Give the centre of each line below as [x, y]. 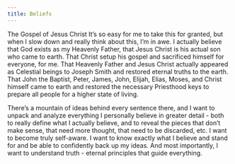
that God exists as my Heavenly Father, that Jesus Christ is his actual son [114, 49]
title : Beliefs [30, 14]
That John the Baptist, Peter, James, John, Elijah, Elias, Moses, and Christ [115, 79]
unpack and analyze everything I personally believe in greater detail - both [116, 115]
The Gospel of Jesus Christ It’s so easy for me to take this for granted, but [115, 34]
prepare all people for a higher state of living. [73, 94]
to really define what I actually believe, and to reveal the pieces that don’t [114, 123]
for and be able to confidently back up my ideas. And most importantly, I [113, 145]
